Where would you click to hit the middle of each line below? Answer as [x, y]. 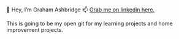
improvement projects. [35, 30]
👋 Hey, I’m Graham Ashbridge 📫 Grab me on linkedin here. [81, 10]
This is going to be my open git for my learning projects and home [89, 23]
